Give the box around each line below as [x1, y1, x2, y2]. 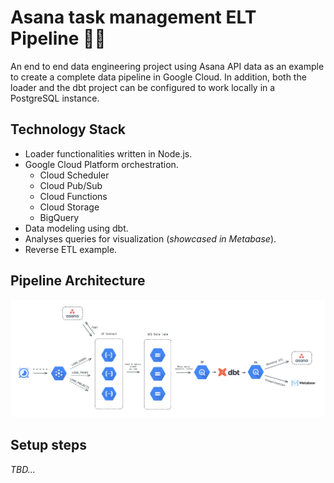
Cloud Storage [39, 201, 100, 213]
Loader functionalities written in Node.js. [24, 147, 193, 160]
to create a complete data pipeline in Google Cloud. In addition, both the [10, 71, 307, 83]
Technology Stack [10, 121, 126, 138]
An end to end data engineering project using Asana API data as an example [10, 60, 325, 72]
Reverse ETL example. [24, 243, 118, 255]
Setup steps [10, 437, 87, 454]
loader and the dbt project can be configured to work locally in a [10, 81, 276, 93]
